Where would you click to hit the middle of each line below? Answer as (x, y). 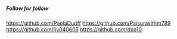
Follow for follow (27, 8)
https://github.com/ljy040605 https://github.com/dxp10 (74, 29)
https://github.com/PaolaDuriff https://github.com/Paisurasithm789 (88, 23)
